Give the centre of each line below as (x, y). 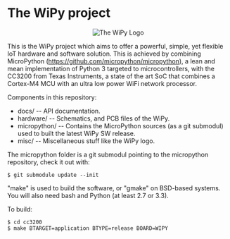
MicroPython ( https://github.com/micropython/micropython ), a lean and (111, 61)
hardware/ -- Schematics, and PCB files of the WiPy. (94, 118)
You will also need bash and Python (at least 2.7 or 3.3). (88, 195)
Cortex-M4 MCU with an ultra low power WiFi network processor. (102, 83)
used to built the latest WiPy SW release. (76, 133)
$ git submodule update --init (53, 175)
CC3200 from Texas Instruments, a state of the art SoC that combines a (111, 76)
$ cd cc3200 (25, 222)
